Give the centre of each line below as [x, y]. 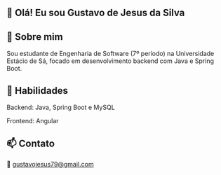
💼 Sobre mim [35, 37]
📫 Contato [31, 144]
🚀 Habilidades [37, 91]
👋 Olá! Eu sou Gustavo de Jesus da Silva [96, 13]
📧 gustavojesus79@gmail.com [50, 164]
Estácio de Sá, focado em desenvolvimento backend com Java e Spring [110, 61]
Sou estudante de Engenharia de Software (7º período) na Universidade [110, 54]
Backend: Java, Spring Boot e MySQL [61, 107]
